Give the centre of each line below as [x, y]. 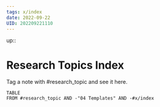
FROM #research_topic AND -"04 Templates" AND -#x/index [80, 98]
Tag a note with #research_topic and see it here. [67, 82]
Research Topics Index [65, 65]
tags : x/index [24, 12]
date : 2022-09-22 [28, 18]
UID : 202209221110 [30, 23]
